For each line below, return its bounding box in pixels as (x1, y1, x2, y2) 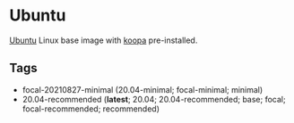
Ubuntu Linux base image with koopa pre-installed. (9, 35, 198, 45)
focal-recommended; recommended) (22, 103, 160, 114)
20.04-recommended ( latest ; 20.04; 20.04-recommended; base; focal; (22, 94, 286, 104)
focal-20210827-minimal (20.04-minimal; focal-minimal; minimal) (22, 84, 264, 94)
